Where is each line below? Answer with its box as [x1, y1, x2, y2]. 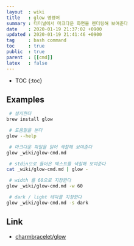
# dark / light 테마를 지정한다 [9, 194, 82, 200]
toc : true [6, 43, 45, 49]
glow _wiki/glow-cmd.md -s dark [6, 200, 88, 206]
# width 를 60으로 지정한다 [9, 178, 71, 184]
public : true [6, 49, 45, 55]
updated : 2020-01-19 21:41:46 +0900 [6, 32, 102, 38]
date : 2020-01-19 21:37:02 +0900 [6, 26, 102, 32]
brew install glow [6, 117, 53, 123]
